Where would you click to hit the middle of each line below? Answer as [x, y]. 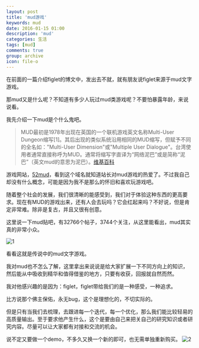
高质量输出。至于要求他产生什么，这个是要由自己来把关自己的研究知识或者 [97, 319]
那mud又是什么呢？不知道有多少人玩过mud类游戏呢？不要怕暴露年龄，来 [95, 99]
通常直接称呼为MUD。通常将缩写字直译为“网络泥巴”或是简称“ [106, 154]
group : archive [25, 56]
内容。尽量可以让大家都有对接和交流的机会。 [65, 326]
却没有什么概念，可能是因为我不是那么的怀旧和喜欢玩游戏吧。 [81, 181]
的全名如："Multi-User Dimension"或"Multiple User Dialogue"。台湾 [103, 147]
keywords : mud [24, 23]
